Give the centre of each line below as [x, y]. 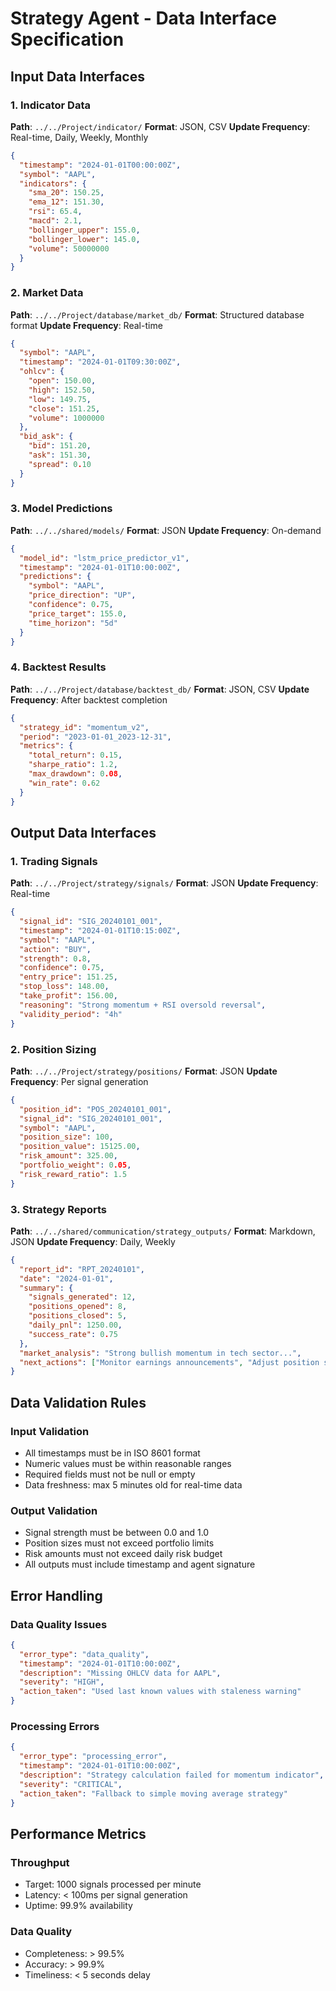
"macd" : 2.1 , [55, 221]
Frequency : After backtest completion [89, 699]
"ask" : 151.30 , [60, 455]
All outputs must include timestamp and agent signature [140, 1564]
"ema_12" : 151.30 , [66, 202]
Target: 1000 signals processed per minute [113, 1884]
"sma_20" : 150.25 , [66, 193]
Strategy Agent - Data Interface [144, 18]
